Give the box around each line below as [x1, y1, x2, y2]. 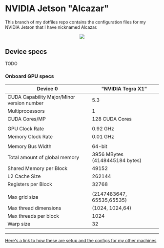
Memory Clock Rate [7, 133, 53, 140]
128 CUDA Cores [92, 116, 132, 123]
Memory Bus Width [7, 143, 52, 150]
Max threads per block [7, 213, 60, 220]
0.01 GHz [92, 133, 115, 140]
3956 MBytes [92, 151, 123, 158]
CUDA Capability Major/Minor [7, 94, 76, 101]
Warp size [7, 221, 31, 227]
